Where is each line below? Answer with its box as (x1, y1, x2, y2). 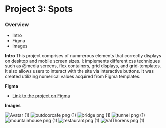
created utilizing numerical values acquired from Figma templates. (5, 73, 141, 80)
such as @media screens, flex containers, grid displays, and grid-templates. (5, 63, 161, 69)
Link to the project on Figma (12, 93, 70, 99)
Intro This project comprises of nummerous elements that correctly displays (5, 53, 162, 59)
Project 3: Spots (5, 3, 73, 15)
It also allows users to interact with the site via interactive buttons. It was (5, 68, 154, 74)
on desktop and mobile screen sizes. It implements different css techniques (5, 58, 160, 64)
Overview (5, 21, 29, 28)
